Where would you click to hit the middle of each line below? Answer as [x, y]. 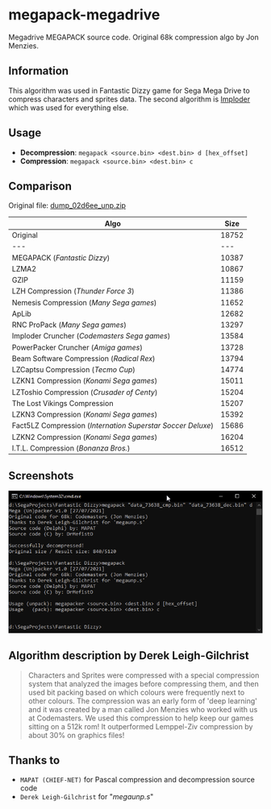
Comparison [40, 186]
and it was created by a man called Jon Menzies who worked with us [143, 709]
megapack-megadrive [84, 15]
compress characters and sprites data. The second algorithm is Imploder [129, 99]
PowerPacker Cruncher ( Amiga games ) [77, 347]
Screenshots [41, 476]
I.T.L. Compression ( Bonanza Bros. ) [71, 448]
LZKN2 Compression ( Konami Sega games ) [85, 437]
